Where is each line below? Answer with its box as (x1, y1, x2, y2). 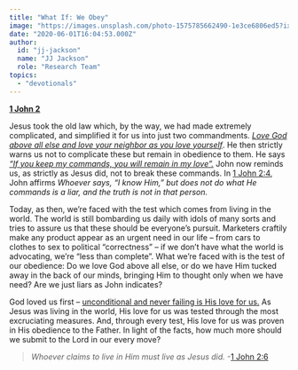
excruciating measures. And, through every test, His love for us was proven (9, 315, 285, 326)
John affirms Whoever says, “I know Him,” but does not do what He (9, 177, 257, 187)
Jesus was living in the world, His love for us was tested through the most (9, 305, 279, 316)
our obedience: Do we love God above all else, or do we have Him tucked (9, 260, 278, 271)
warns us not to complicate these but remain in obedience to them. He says (9, 148, 286, 160)
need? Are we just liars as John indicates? (9, 279, 163, 289)
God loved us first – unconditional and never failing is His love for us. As (9, 296, 272, 307)
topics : (9, 71, 38, 80)
